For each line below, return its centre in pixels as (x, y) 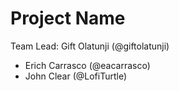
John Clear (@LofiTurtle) (76, 76)
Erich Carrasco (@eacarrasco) (87, 65)
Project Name (68, 18)
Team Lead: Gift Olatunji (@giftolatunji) (90, 46)
